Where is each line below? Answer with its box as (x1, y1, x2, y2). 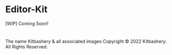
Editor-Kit (5, 4, 48, 15)
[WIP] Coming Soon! (5, 20, 49, 26)
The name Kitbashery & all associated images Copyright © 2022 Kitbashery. (5, 38, 167, 44)
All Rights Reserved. (5, 44, 48, 50)
